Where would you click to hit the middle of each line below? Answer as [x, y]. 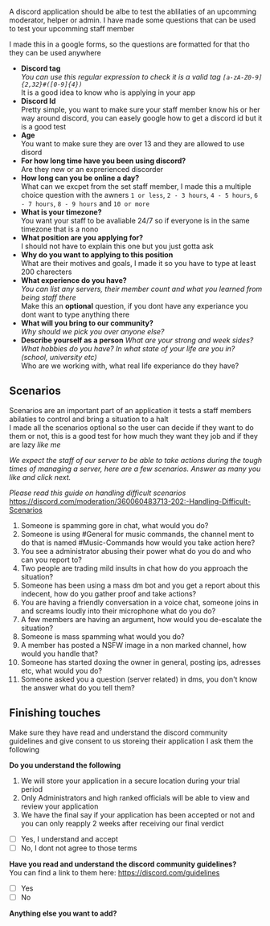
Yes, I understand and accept [70, 838]
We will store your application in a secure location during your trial [130, 781]
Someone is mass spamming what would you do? [102, 636]
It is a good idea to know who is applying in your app [108, 92]
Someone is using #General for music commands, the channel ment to [137, 534]
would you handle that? [59, 654]
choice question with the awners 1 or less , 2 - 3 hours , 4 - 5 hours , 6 [139, 195]
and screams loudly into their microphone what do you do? [118, 611]
